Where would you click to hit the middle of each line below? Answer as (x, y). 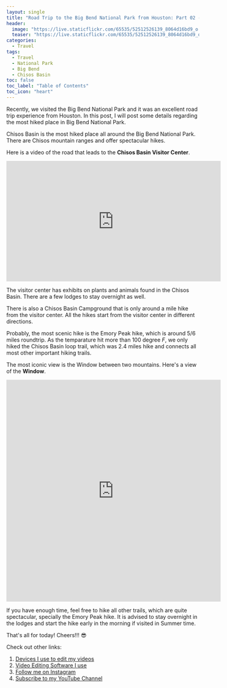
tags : (13, 52)
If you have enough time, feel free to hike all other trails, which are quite (97, 610)
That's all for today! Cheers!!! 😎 (47, 635)
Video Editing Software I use (51, 665)
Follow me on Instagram (46, 671)
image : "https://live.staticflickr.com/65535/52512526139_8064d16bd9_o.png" (112, 29)
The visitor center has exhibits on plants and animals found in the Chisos (98, 290)
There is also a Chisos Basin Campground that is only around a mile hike (97, 308)
